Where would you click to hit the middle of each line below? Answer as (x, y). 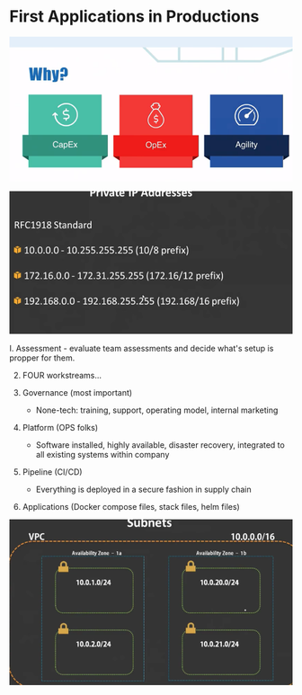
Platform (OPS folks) (60, 427)
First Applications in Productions (134, 17)
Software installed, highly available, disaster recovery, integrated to (160, 445)
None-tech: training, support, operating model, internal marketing (157, 410)
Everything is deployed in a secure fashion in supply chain (143, 489)
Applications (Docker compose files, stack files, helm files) (131, 506)
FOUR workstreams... (62, 375)
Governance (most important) (77, 392)
